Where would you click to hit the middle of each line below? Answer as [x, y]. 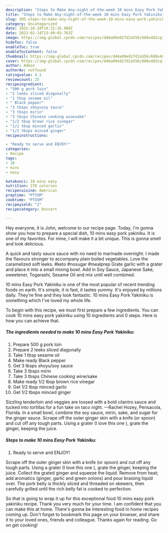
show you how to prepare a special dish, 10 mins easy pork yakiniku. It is [80, 233]
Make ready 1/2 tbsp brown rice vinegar [54, 382]
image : [12, 38]
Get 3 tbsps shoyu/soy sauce [43, 366]
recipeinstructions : [27, 135]
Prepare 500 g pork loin [37, 344]
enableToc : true [22, 47]
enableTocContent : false [31, 51]
